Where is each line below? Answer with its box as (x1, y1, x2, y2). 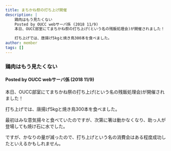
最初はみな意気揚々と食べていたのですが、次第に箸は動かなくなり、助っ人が (5, 117, 166, 123)
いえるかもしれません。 (14, 140, 64, 146)
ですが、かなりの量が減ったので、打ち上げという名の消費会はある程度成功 (5, 134, 162, 140)
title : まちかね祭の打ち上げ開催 (5, 7, 67, 13)
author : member (5, 40, 38, 46)
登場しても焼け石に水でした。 (5, 123, 68, 129)
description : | (5, 12, 38, 17)
